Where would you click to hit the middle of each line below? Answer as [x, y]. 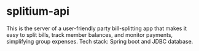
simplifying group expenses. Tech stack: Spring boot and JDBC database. [100, 41]
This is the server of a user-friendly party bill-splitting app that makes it [97, 28]
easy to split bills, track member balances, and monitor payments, [90, 34]
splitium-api [38, 11]
